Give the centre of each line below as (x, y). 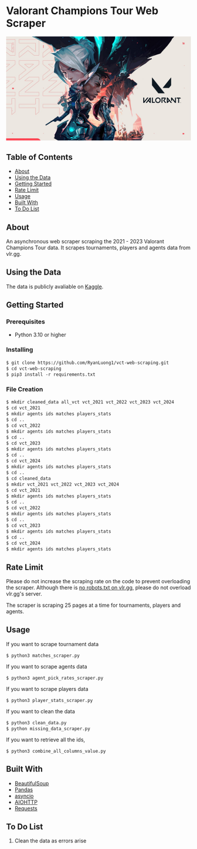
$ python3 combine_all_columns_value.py (56, 751)
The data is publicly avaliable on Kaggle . (55, 286)
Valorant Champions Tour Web (82, 11)
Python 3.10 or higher (40, 335)
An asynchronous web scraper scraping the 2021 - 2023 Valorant (85, 242)
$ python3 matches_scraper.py (43, 656)
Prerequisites (26, 322)
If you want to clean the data (40, 711)
